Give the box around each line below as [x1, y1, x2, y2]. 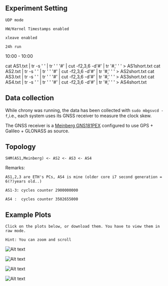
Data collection [5, 94, 54, 102]
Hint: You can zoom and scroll [5, 237, 72, 242]
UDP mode [5, 17, 24, 22]
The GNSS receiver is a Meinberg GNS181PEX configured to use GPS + [5, 122, 154, 128]
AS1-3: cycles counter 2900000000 [5, 188, 79, 193]
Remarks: [5, 165, 25, 171]
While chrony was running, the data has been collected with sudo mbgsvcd [5, 107, 159, 113]
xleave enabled [5, 35, 38, 40]
